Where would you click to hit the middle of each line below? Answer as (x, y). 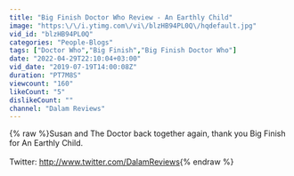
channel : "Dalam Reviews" (57, 108)
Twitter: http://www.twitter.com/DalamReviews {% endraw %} (122, 162)
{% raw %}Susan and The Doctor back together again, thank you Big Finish (148, 133)
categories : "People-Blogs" (61, 42)
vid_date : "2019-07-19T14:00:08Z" (73, 68)
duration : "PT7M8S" (45, 76)
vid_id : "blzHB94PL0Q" (51, 34)
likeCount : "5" (37, 92)
